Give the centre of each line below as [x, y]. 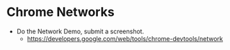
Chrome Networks [61, 12]
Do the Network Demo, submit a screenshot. [80, 31]
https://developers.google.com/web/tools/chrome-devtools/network [125, 38]
